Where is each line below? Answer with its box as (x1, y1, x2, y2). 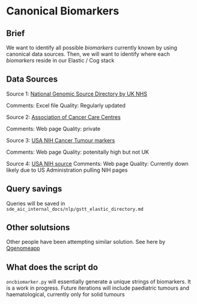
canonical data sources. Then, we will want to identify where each (6, 50, 170, 58)
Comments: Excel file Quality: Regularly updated (6, 102, 126, 109)
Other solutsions (6, 222, 70, 233)
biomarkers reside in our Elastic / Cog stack (6, 57, 115, 64)
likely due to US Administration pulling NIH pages (6, 166, 128, 174)
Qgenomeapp (6, 245, 40, 252)
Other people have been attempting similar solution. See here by (6, 239, 166, 246)
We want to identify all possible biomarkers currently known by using (6, 44, 177, 51)
